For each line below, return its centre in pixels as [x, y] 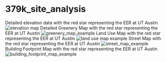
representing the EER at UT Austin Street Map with [83, 38]
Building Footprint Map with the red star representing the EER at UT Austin [82, 49]
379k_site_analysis [46, 9]
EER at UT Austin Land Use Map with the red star [83, 33]
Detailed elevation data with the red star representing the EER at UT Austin [82, 23]
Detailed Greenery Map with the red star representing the [99, 28]
